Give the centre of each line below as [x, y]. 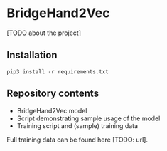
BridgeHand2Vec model [52, 110]
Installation [32, 55]
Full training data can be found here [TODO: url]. [77, 140]
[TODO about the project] [44, 33]
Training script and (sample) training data [77, 125]
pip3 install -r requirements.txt [58, 72]
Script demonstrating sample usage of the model [88, 118]
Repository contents [53, 94]
